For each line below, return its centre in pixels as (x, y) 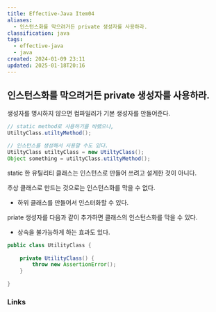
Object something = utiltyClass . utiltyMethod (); (79, 158)
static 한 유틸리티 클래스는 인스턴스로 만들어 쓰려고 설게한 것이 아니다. (102, 173)
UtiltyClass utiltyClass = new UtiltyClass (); (76, 153)
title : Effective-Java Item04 (51, 14)
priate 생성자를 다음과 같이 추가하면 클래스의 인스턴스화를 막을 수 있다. (102, 217)
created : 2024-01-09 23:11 (46, 59)
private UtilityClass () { (57, 258)
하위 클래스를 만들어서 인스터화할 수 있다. (73, 202)
